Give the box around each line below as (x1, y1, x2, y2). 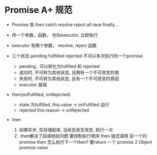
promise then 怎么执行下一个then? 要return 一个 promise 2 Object (19, 139, 153, 145)
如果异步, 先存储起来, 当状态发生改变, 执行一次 (19, 127, 113, 132)
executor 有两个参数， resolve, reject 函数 (11, 42, 97, 48)
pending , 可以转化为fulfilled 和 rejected (19, 63, 100, 69)
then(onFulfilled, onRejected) (11, 91, 71, 97)
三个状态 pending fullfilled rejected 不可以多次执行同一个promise (11, 52, 143, 59)
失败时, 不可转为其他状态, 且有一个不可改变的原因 (19, 76, 119, 81)
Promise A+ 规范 (4, 4, 72, 16)
